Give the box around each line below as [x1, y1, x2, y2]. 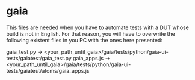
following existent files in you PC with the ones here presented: [6, 36, 162, 44]
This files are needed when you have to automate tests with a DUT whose [6, 24, 190, 31]
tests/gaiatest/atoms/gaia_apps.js [6, 67, 90, 74]
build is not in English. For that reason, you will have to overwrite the [6, 30, 176, 37]
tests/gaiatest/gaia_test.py [6, 54, 72, 61]
